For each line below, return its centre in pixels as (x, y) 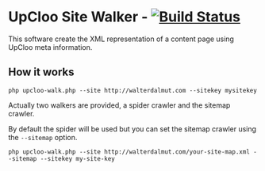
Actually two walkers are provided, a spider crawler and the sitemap (119, 105)
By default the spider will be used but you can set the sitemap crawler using (132, 129)
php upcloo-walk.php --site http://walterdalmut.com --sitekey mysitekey (133, 90)
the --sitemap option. (43, 137)
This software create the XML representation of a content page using (121, 39)
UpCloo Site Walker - (78, 17)
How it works (41, 72)
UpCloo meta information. (50, 47)
